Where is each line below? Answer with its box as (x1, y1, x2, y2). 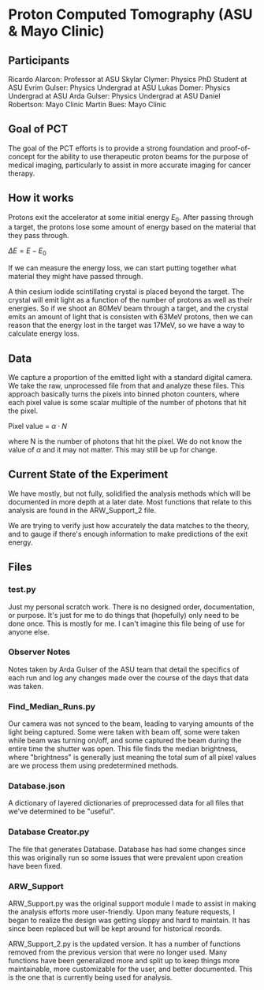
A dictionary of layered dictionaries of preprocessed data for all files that (8, 798, 244, 808)
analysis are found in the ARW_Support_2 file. (8, 505, 156, 515)
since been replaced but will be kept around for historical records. (8, 924, 222, 933)
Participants (8, 54, 69, 67)
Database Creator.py (8, 826, 90, 837)
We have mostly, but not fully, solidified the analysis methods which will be (8, 489, 251, 498)
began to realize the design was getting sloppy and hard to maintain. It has (8, 916, 251, 925)
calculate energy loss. (8, 329, 80, 338)
